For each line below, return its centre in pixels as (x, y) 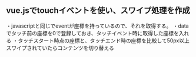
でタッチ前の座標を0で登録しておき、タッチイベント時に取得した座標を (93, 33)
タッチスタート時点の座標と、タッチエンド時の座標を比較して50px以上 (103, 41)
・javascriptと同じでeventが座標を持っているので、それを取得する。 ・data (98, 26)
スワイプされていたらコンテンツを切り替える (60, 48)
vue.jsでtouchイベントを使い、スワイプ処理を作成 (98, 11)
